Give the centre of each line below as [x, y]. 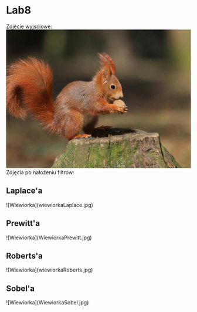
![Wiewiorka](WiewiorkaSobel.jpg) [47, 303]
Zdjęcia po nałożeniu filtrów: [40, 172]
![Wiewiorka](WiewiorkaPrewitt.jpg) [49, 238]
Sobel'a [21, 288]
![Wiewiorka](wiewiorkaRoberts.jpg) [50, 270]
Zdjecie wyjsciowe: [29, 26]
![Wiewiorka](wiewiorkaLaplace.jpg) [50, 205]
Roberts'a [24, 256]
